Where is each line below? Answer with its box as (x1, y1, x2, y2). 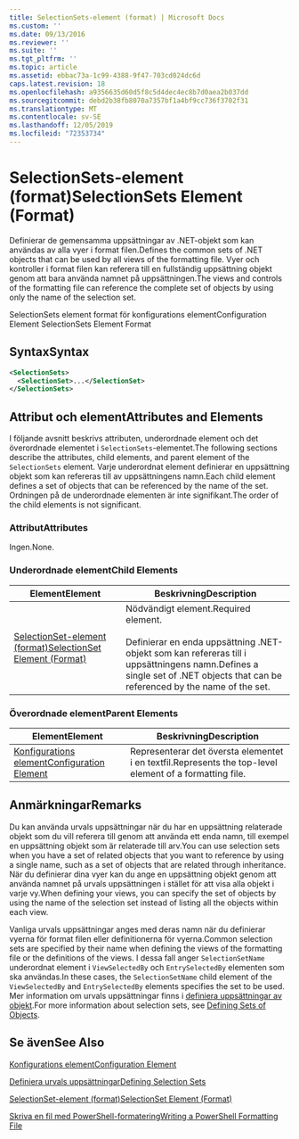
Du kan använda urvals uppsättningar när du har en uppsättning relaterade (9, 821, 283, 832)
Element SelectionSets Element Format (9, 318, 151, 329)
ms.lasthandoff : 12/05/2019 (9, 121, 114, 130)
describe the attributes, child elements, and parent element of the (9, 452, 250, 463)
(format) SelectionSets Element (9, 186, 243, 207)
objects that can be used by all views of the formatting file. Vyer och (9, 253, 260, 264)
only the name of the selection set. (9, 292, 136, 302)
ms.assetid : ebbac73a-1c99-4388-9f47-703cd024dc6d (9, 71, 201, 80)
